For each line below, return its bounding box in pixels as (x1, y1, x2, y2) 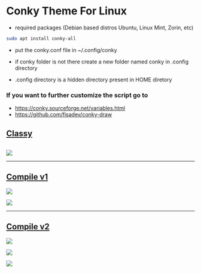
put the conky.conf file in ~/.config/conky (14, 46, 118, 53)
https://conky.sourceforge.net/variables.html (14, 105, 126, 112)
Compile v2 (6, 222, 50, 232)
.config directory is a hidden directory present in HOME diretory (14, 76, 172, 83)
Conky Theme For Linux (6, 4, 127, 18)
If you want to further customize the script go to (6, 91, 148, 99)
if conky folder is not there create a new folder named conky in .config (14, 58, 189, 65)
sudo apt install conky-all (6, 35, 77, 41)
